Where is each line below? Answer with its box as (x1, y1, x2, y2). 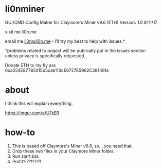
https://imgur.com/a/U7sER (5, 110, 59, 116)
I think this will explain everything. (5, 101, 73, 106)
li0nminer (5, 3, 45, 15)
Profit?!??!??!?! (12, 158, 41, 164)
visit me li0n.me (5, 29, 37, 34)
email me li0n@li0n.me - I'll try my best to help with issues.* (5, 38, 126, 44)
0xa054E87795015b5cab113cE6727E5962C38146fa (5, 67, 109, 73)
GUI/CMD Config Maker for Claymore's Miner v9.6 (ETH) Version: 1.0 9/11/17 (5, 19, 158, 25)
